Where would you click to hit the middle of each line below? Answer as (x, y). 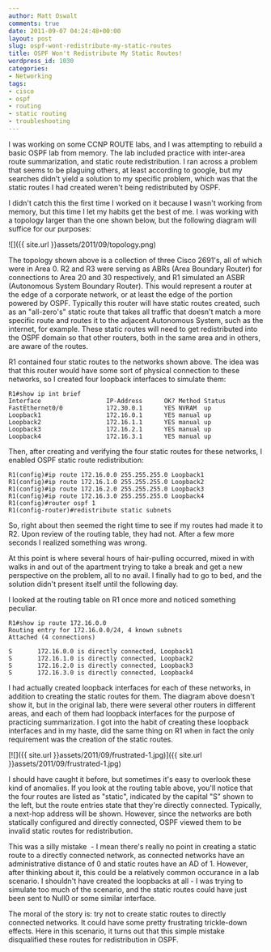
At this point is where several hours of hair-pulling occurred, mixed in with (131, 558)
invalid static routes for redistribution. (71, 831)
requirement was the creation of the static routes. (91, 739)
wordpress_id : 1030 (41, 62)
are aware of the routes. (49, 346)
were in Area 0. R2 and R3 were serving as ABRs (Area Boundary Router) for (135, 269)
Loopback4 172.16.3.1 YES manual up (110, 436)
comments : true (34, 23)
